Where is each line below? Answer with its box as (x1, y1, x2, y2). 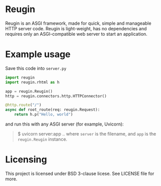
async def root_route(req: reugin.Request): (5, 107, 100, 112)
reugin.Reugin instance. (17, 136, 67, 142)
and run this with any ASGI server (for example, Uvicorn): (5, 121, 124, 127)
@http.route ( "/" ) (5, 102, 42, 108)
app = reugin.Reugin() (5, 89, 53, 94)
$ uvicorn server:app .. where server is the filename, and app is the (17, 131, 156, 137)
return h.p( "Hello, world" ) (14, 112, 73, 117)
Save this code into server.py (5, 65, 66, 71)
